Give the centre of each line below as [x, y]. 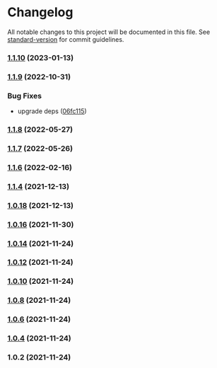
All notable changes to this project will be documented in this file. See [109, 32]
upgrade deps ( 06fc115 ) [52, 111]
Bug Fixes [25, 96]
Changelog [40, 12]
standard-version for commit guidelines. [66, 39]
